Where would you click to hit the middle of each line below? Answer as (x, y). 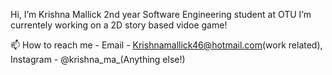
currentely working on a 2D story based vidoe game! (119, 25)
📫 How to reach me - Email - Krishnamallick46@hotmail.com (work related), (166, 45)
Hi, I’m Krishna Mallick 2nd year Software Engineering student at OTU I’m (161, 14)
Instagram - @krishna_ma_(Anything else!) (98, 59)
